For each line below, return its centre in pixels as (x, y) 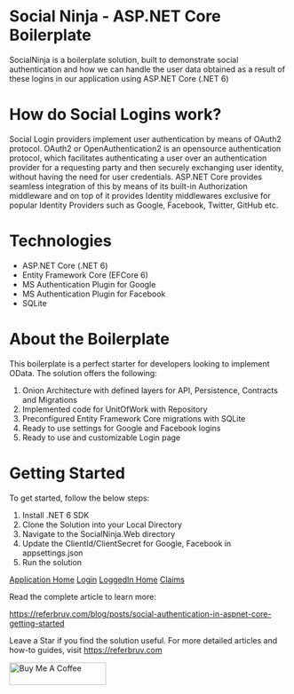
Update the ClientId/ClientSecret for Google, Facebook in (127, 543)
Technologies (61, 241)
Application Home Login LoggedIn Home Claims (97, 580)
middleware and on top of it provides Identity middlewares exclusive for (140, 195)
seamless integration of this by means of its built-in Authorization (128, 186)
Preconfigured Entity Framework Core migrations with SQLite (134, 418)
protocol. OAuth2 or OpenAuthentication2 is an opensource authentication (145, 148)
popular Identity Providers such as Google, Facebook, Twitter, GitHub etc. (144, 205)
